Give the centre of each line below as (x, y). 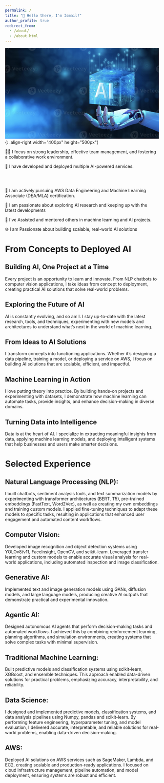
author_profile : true (27, 20)
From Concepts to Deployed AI (68, 249)
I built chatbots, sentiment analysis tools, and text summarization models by (81, 494)
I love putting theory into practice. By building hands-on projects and (74, 391)
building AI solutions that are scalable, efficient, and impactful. (68, 364)
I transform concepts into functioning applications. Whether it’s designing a (81, 354)
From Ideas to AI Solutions (46, 342)
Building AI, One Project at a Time (57, 267)
